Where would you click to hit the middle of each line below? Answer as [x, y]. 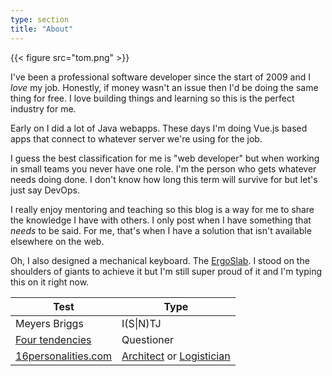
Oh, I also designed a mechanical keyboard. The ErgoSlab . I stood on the [160, 260]
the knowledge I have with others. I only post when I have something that [161, 220]
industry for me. [43, 108]
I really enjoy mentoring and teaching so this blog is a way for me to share [162, 209]
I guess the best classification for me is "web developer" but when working [165, 158]
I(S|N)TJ [141, 323]
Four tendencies [53, 339]
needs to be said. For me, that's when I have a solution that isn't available [161, 230]
